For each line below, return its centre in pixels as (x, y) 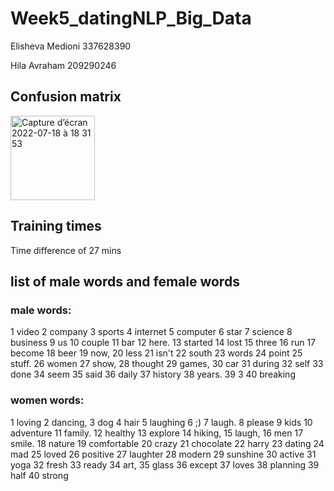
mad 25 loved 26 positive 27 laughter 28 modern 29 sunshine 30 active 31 (163, 454)
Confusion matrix (66, 97)
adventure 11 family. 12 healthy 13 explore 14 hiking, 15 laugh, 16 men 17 (157, 433)
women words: (47, 400)
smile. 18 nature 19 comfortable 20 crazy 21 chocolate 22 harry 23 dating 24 (167, 443)
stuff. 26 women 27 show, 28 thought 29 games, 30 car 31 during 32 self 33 (167, 364)
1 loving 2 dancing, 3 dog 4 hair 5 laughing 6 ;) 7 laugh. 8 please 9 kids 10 (161, 422)
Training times (56, 226)
